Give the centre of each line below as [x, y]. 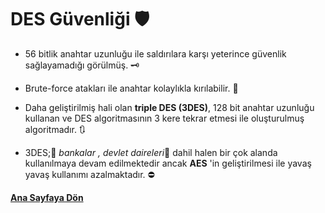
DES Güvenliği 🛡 [80, 19]
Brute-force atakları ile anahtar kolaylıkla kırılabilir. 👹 [131, 88]
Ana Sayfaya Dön [47, 197]
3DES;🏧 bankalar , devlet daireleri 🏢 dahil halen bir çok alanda [151, 152]
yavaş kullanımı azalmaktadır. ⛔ [89, 174]
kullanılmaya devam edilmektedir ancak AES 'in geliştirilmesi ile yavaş [168, 163]
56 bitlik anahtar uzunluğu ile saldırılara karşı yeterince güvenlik [155, 53]
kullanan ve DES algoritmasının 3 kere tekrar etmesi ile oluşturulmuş [164, 118]
